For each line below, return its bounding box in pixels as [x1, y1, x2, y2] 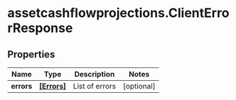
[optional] [122, 82, 156, 91]
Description [74, 70, 115, 79]
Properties [7, 48, 55, 60]
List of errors [73, 82, 116, 91]
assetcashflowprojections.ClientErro [7, 5, 230, 21]
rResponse [7, 20, 73, 36]
